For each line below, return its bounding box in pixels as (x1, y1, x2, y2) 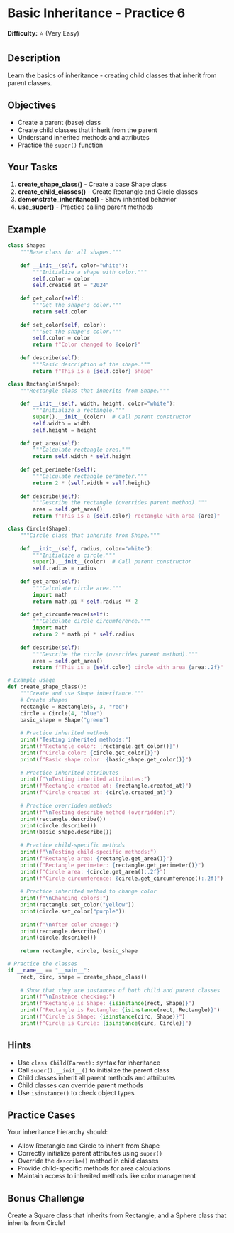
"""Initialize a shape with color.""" (33, 268, 147, 276)
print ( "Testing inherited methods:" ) (20, 737, 132, 744)
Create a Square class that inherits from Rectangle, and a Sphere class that (7, 1211, 227, 1220)
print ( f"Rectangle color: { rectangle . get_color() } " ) (20, 743, 179, 750)
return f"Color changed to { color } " (33, 341, 141, 349)
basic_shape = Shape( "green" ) (20, 716, 110, 724)
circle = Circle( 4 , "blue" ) (20, 710, 103, 717)
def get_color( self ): (20, 295, 84, 303)
